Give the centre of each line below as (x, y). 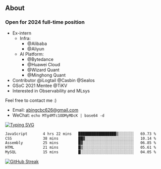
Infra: (25, 38)
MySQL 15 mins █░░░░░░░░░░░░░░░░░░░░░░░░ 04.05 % (80, 152)
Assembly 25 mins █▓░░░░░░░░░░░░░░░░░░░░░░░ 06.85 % (80, 143)
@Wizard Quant (43, 70)
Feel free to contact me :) (31, 100)
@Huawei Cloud (44, 64)
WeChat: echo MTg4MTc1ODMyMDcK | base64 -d (58, 115)
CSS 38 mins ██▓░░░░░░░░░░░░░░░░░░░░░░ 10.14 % (80, 138)
